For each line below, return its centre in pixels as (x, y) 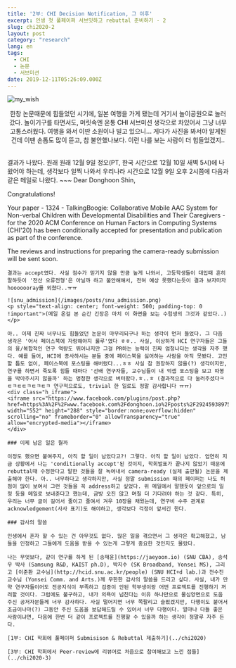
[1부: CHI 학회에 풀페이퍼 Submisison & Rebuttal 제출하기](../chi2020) (107, 638)
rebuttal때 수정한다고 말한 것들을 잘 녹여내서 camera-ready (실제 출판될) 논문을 (114, 472)
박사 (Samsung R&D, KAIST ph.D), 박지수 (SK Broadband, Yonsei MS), (114, 565)
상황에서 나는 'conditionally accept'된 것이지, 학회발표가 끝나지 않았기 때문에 (120, 464)
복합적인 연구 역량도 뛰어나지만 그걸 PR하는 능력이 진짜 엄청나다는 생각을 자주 (122, 349)
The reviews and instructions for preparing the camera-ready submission (113, 251)
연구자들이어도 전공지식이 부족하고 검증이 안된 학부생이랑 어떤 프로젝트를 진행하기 (117, 587)
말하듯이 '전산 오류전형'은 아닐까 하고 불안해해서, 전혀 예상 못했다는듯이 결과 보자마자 (117, 281)
